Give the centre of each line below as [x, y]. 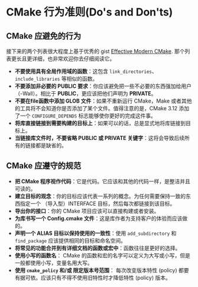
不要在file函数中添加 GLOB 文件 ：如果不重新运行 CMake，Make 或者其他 [103, 101]
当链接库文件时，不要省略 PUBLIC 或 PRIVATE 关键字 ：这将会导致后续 [100, 138]
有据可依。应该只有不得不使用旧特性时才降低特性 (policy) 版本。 [93, 278]
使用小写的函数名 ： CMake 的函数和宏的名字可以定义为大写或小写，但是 [102, 255]
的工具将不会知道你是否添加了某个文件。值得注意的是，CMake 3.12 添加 [102, 108]
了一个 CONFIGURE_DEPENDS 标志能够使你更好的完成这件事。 [85, 116]
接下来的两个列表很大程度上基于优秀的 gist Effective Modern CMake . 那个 [95, 51]
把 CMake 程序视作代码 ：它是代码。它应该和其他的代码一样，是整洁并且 [103, 181]
